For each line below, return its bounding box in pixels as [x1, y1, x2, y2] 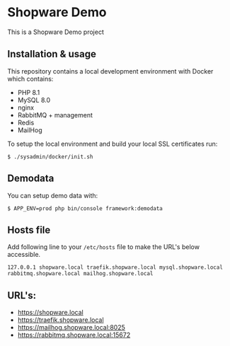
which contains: [7, 74, 54, 83]
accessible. [7, 250, 41, 259]
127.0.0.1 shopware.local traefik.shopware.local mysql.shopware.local [7, 264, 223, 271]
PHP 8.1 [17, 88, 40, 96]
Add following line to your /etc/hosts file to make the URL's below [7, 243, 200, 251]
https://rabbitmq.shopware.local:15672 [17, 330, 131, 340]
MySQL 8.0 [17, 96, 51, 104]
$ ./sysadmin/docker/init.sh [7, 153, 93, 160]
